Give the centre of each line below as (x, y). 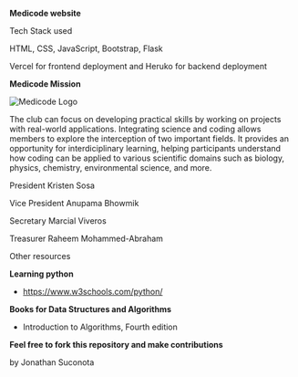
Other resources (40, 256)
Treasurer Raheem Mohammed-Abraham (87, 238)
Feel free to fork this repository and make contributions (116, 345)
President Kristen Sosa (52, 185)
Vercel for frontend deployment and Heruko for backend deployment (138, 66)
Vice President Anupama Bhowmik (74, 203)
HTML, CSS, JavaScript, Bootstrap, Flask (86, 48)
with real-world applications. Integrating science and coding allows (135, 129)
